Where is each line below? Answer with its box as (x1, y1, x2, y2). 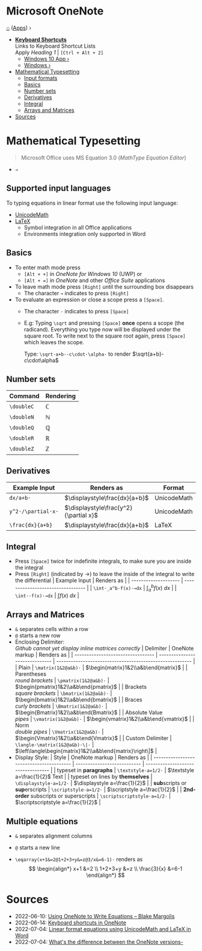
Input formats (23, 74, 58, 82)
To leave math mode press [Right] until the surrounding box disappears (14, 283, 194, 290)
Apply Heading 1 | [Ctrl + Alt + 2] (14, 48, 104, 56)
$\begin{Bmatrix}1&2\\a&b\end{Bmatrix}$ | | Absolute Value (14, 709, 163, 716)
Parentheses (14, 670, 47, 677)
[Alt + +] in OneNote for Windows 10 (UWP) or (23, 270, 142, 277)
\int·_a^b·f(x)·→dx (93, 585, 142, 591)
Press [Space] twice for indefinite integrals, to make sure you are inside (14, 557, 192, 565)
